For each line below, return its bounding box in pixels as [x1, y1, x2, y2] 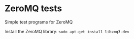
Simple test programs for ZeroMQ [4, 19, 73, 25]
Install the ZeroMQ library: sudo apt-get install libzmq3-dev [4, 28, 130, 34]
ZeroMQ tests [4, 3, 62, 14]
